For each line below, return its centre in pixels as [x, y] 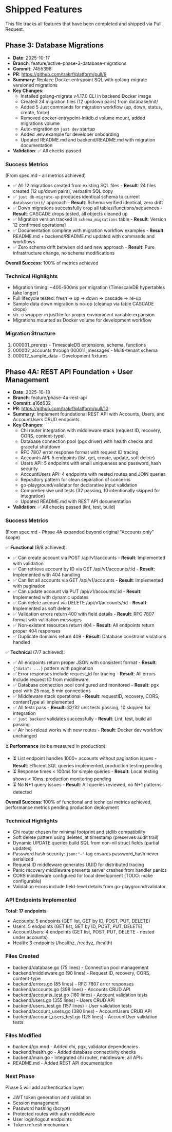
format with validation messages [47, 619]
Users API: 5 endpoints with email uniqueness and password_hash [91, 463]
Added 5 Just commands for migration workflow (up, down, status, [91, 107]
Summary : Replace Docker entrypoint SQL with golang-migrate [80, 79]
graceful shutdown [40, 447]
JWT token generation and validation [52, 1098]
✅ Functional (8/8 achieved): [36, 547]
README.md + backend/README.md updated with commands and [84, 236]
